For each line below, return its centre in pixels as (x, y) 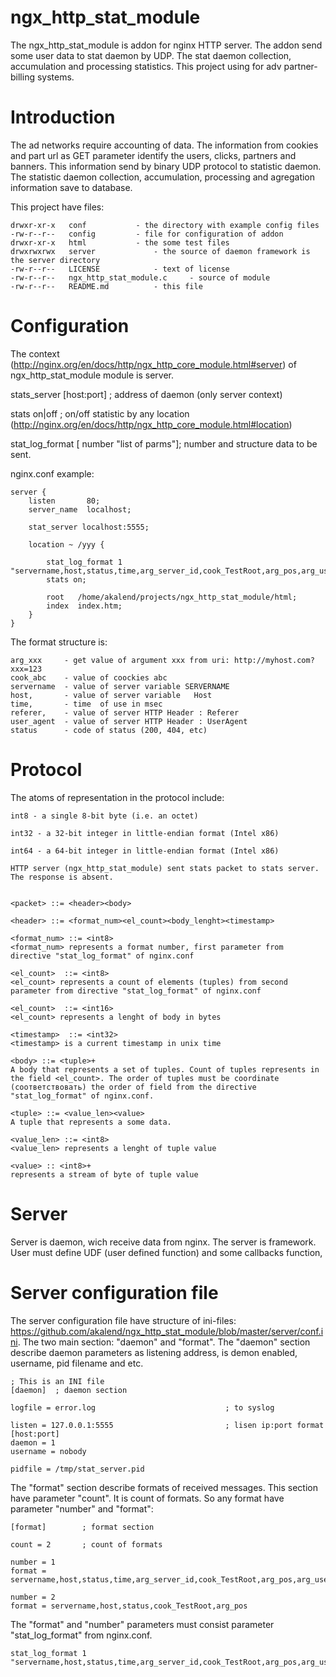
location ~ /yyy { (66, 544)
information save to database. (71, 187)
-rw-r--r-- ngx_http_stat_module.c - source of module (140, 277)
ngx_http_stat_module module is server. (92, 375)
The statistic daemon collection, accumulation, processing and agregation (163, 177)
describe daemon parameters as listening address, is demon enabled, (154, 1352)
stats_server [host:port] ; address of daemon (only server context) (146, 394)
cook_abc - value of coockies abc (89, 677)
